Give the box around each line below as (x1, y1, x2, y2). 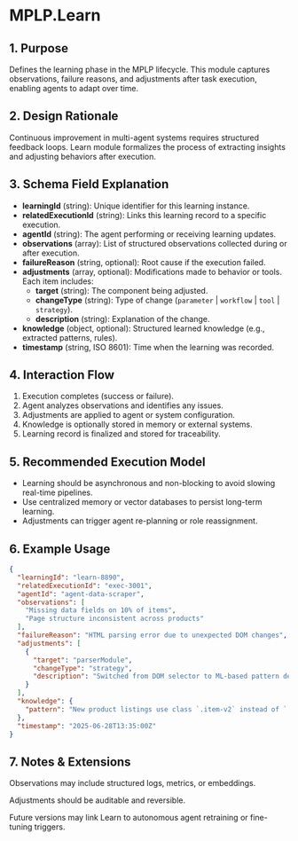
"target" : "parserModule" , (32, 656, 133, 664)
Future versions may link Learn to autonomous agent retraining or (9, 813, 248, 823)
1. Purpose (9, 41, 69, 56)
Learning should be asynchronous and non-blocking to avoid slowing (21, 478, 276, 489)
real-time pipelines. (21, 487, 93, 498)
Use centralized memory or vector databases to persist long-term (21, 497, 263, 507)
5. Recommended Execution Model (9, 454, 206, 469)
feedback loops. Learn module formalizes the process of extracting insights (9, 141, 286, 152)
